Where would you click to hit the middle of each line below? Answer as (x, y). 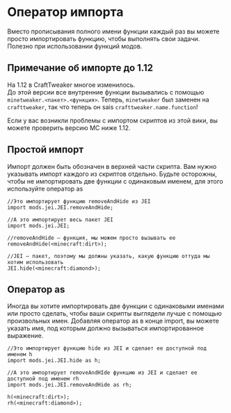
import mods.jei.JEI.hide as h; (54, 361)
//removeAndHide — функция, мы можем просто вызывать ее (91, 238)
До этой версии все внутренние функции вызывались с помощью (106, 92)
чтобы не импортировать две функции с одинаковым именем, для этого (115, 181)
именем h (20, 355)
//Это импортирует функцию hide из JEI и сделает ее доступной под (107, 348)
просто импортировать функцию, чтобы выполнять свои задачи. (104, 38)
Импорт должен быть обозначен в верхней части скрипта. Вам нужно (112, 166)
